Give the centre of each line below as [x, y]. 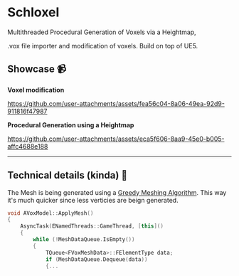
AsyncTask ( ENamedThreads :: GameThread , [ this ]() [92, 226]
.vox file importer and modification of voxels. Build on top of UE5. [103, 46]
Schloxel [33, 12]
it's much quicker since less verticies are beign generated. [93, 200]
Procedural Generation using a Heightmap [71, 124]
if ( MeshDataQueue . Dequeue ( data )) [96, 259]
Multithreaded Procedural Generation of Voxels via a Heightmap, [102, 32]
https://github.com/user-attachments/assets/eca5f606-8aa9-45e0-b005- [116, 139]
